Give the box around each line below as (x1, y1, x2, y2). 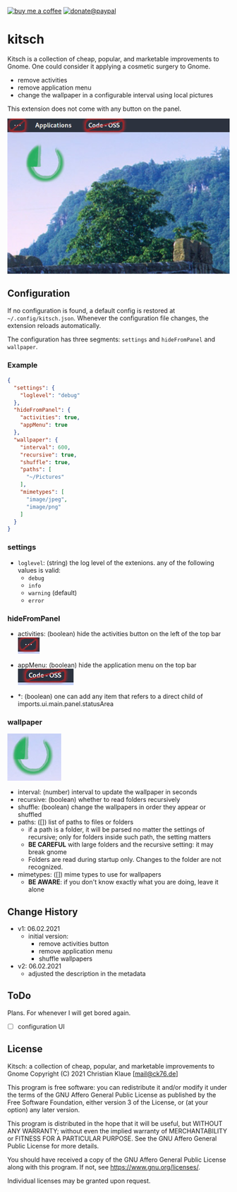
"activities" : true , (20, 414, 80, 421)
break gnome (28, 848, 67, 856)
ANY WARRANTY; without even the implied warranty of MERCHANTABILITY (7, 1126, 228, 1135)
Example (7, 360, 38, 370)
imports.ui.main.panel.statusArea (17, 699, 114, 708)
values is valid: (17, 566, 61, 574)
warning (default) (28, 588, 78, 597)
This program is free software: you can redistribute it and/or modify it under (7, 1083, 227, 1091)
